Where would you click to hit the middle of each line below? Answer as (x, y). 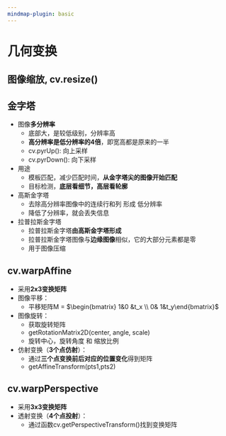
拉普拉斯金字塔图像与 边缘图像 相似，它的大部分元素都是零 (112, 240)
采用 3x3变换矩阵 (42, 407)
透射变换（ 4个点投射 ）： (52, 415)
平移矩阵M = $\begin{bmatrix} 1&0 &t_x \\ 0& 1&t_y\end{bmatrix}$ (124, 306)
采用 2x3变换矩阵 (42, 289)
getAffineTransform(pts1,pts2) (72, 367)
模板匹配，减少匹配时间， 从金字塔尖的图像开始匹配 (103, 177)
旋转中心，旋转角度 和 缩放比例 (73, 340)
